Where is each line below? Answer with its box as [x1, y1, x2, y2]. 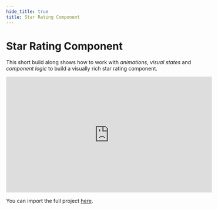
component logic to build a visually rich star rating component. [6, 65, 157, 72]
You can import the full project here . [6, 198, 93, 205]
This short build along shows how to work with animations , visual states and [6, 59, 192, 66]
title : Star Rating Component [6, 14, 81, 20]
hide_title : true [6, 8, 49, 15]
